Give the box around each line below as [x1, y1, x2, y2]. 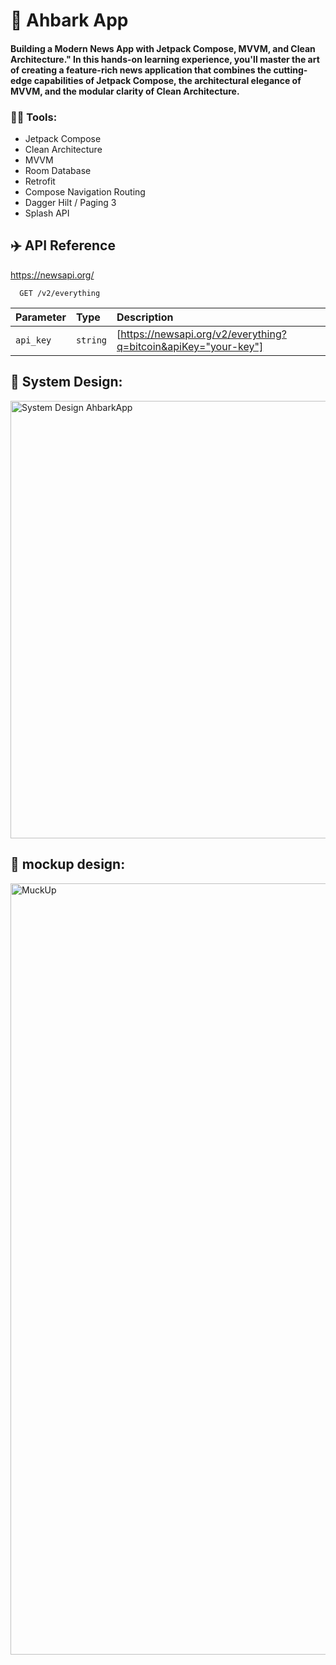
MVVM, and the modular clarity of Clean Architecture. [10, 85, 240, 97]
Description [116, 310, 174, 324]
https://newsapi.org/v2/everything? [120, 327, 287, 341]
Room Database [24, 165, 92, 177]
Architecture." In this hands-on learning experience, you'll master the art [10, 53, 320, 65]
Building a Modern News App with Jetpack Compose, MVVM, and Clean [10, 42, 316, 54]
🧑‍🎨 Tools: [10, 110, 58, 124]
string [75, 334, 108, 346]
